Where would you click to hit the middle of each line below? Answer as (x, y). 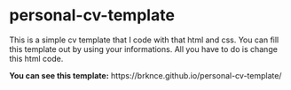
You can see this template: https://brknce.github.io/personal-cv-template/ (145, 75)
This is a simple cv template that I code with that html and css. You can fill (144, 40)
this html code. (36, 58)
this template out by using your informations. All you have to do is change (143, 49)
